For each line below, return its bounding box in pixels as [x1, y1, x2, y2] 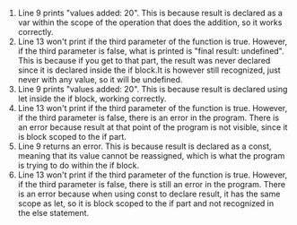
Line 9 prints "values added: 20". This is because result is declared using [17, 84, 288, 94]
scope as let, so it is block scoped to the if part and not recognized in [17, 198, 275, 209]
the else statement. [17, 208, 90, 218]
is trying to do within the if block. [17, 160, 140, 170]
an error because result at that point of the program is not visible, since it [17, 122, 288, 133]
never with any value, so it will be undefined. [17, 74, 183, 84]
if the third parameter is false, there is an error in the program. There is [17, 112, 280, 123]
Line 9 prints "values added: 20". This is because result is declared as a [17, 8, 283, 18]
